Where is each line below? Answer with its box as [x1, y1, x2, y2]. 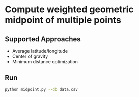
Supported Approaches [5, 35, 81, 43]
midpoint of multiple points [5, 14, 122, 26]
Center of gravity [12, 53, 48, 59]
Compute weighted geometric [5, 4, 134, 15]
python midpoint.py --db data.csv [5, 87, 78, 92]
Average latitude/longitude [12, 48, 68, 54]
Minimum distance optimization [12, 59, 78, 64]
